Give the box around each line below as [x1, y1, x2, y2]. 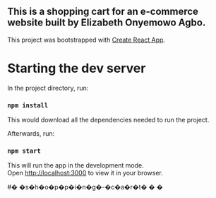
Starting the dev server [7, 60, 146, 76]
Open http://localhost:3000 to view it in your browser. [7, 169, 164, 177]
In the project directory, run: [7, 83, 89, 92]
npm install [7, 101, 49, 109]
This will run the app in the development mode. [7, 161, 145, 170]
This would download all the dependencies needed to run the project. [7, 116, 210, 124]
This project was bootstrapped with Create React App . [7, 35, 166, 44]
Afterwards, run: [7, 129, 55, 138]
